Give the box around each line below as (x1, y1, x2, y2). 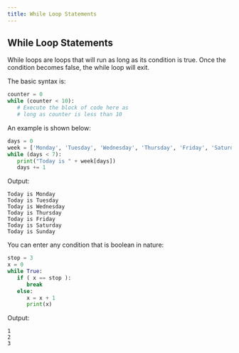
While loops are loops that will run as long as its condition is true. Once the (7, 56, 226, 64)
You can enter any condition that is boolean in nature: (7, 240, 164, 250)
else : (16, 287, 33, 295)
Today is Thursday (7, 210, 62, 217)
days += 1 (16, 164, 46, 171)
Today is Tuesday (7, 197, 59, 204)
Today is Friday (7, 215, 55, 223)
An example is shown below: (7, 123, 91, 132)
